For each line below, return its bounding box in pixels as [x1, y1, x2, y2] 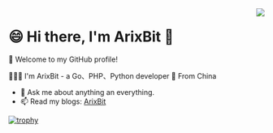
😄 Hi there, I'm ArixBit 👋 [8, 28, 175, 46]
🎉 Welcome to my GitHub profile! [8, 54, 118, 64]
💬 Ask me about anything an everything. [19, 87, 155, 97]
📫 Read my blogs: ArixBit [19, 97, 106, 106]
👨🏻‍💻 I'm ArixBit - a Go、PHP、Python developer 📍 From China [8, 71, 217, 80]
